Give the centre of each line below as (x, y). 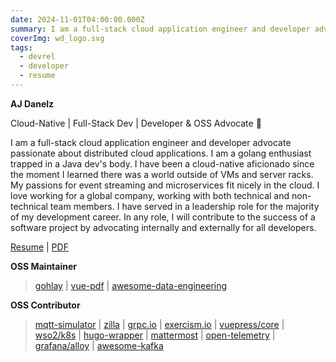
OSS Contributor (45, 305)
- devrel (37, 57)
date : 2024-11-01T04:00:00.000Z (77, 19)
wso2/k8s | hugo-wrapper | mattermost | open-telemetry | (155, 335)
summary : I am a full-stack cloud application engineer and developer (160, 29)
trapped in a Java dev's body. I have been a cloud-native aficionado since (162, 163)
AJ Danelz (32, 103)
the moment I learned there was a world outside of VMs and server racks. (162, 174)
